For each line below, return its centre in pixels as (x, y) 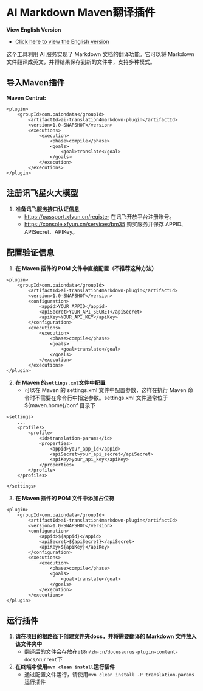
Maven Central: (26, 97)
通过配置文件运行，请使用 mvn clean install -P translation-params (109, 675)
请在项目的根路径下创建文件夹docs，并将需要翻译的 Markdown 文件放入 (106, 636)
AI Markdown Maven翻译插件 (81, 12)
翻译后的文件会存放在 (51, 651)
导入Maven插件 (36, 83)
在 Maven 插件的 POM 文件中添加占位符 (65, 498)
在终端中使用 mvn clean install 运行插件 (65, 667)
